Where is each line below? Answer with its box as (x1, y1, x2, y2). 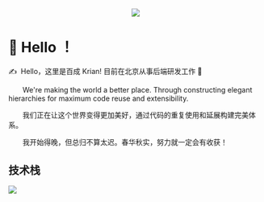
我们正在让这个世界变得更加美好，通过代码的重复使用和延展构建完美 (23, 110, 249, 120)
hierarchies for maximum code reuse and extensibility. (8, 93, 189, 104)
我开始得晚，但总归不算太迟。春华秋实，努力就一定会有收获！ (23, 138, 228, 147)
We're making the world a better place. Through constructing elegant (23, 85, 253, 95)
